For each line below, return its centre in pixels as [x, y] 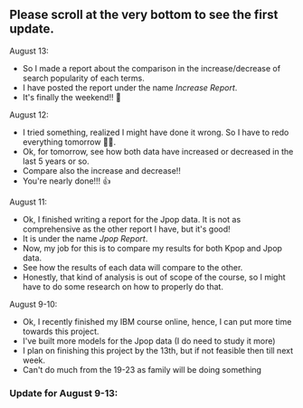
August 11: [28, 202]
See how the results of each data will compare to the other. [133, 267]
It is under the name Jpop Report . [85, 238]
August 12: [29, 114]
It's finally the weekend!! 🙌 [72, 97]
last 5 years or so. [56, 161]
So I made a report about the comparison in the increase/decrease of [151, 68]
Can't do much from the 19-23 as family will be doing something [142, 369]
